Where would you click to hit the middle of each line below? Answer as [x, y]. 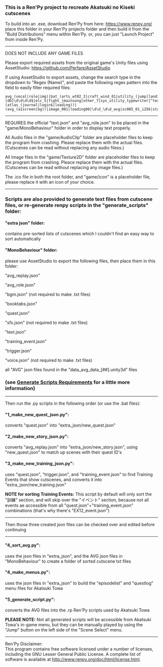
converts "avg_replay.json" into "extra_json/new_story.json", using [71, 447]
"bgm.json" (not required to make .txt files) [48, 294]
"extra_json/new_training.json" [36, 484]
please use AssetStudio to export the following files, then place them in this [80, 261]
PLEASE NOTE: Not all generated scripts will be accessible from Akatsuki [78, 620]
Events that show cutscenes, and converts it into [54, 479]
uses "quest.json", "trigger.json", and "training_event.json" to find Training [79, 474]
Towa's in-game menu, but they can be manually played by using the [74, 625]
